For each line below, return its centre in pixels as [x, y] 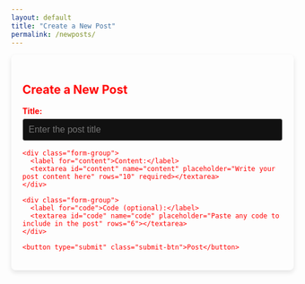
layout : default [41, 17]
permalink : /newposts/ [53, 34]
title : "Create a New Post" [64, 26]
